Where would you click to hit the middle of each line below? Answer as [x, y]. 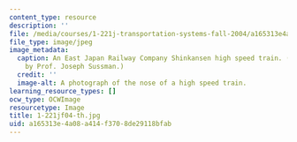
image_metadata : [39, 50]
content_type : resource [53, 17]
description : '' [39, 26]
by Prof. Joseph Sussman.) [75, 67]
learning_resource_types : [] [63, 91]
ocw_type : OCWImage [45, 99]
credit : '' [37, 75]
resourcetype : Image [47, 108]
